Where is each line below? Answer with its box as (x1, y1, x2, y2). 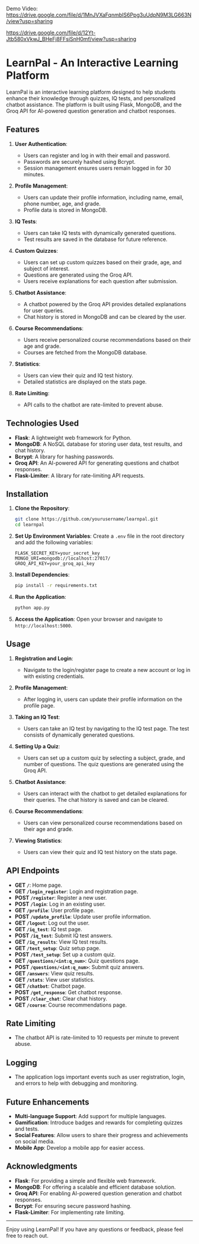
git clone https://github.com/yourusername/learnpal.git (14, 516, 159, 522)
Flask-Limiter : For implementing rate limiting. (14, 1208, 126, 1216)
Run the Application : (14, 594, 66, 600)
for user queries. (23, 307, 65, 314)
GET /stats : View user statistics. (14, 976, 95, 983)
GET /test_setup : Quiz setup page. (14, 944, 101, 951)
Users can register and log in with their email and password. (23, 151, 171, 159)
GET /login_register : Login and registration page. (14, 887, 139, 895)
